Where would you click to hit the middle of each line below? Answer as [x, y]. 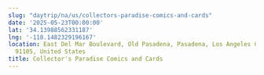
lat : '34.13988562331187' [50, 30]
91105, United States [51, 52]
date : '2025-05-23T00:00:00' [56, 23]
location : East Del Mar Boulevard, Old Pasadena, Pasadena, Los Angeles [130, 45]
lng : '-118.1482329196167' [52, 37]
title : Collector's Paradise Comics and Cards [86, 59]
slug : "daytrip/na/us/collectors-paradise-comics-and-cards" [110, 15]
